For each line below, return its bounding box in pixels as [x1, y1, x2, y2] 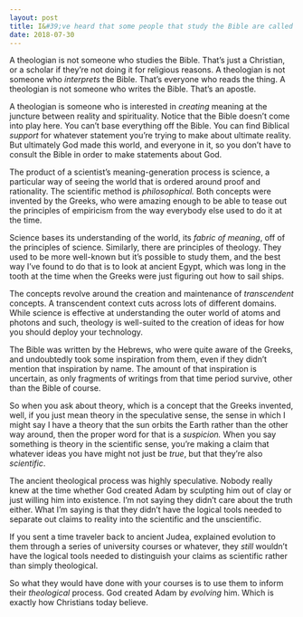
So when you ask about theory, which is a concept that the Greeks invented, [9, 400, 294, 412]
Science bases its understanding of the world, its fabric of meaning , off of [9, 233, 286, 243]
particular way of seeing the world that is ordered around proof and [9, 176, 260, 187]
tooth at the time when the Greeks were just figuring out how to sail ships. [9, 271, 285, 281]
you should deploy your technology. [9, 327, 143, 337]
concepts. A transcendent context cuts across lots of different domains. [9, 298, 278, 308]
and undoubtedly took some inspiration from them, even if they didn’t [9, 354, 268, 365]
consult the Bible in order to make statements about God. [9, 149, 223, 160]
